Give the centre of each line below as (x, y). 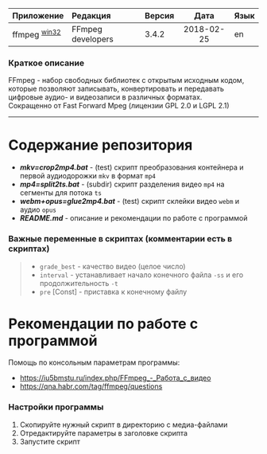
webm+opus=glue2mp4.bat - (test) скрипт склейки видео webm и (130, 202)
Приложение (38, 16)
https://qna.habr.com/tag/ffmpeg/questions (91, 386)
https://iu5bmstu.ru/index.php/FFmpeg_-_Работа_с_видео (115, 378)
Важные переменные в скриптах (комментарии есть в (120, 239)
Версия (159, 16)
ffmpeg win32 (37, 34)
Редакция (91, 16)
